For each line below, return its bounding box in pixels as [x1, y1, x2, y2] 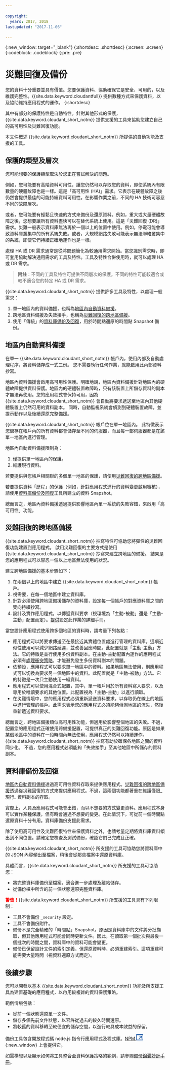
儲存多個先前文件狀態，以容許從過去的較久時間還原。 [12, 1017, 124, 1023]
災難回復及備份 [5, 69, 68, 81]
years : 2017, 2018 [10, 19, 49, 24]
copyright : [5, 13, 28, 19]
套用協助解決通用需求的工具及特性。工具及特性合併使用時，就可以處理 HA [9, 254, 163, 260]
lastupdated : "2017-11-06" [5, 24, 62, 29]
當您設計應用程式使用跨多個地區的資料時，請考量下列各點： [5, 627, 130, 634]
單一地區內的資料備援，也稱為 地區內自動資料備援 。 [12, 305, 119, 311]
